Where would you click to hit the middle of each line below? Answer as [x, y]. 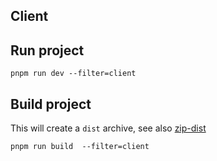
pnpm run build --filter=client [80, 147]
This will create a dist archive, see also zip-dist [108, 128]
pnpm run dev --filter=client [73, 74]
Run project [47, 50]
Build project [51, 104]
